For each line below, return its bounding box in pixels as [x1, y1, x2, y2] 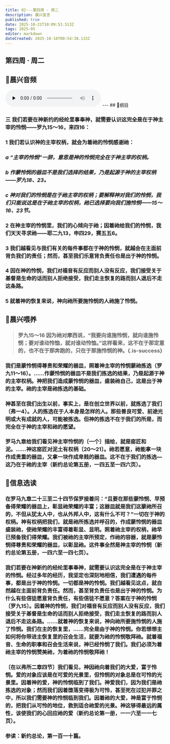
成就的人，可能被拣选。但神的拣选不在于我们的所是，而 [26, 415, 162, 422]
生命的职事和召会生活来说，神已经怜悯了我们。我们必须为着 [15, 641, 162, 648]
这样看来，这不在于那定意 [102, 339, 165, 346]
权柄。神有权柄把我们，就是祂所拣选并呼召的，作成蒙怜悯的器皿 [5, 518, 162, 525]
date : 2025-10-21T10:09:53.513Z [5, 22, 74, 27]
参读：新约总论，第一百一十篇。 [5, 732, 84, 739]
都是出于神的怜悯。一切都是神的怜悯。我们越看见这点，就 [15, 579, 157, 586]
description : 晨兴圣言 [5, 12, 51, 17]
